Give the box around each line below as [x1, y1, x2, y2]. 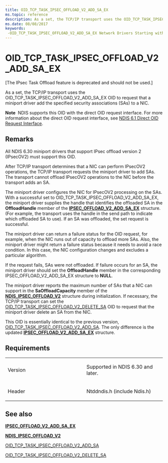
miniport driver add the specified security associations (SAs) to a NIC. [5, 100, 149, 106]
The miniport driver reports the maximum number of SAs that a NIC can [5, 282, 152, 288]
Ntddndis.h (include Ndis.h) [86, 388, 151, 395]
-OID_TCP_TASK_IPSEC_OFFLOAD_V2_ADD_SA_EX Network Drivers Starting [7, 31, 153, 36]
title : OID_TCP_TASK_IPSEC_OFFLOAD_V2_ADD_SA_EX [5, 7, 108, 13]
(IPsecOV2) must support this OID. [5, 154, 76, 160]
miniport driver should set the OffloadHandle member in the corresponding [5, 267, 161, 273]
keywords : [5, 26, 26, 31]
